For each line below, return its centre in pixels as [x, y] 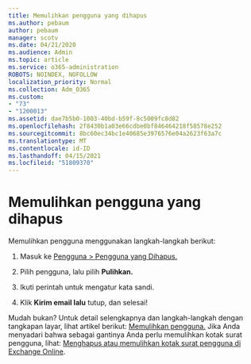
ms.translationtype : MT [48, 141]
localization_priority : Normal [60, 82]
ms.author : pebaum [39, 23]
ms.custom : [26, 97]
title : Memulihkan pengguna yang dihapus [78, 15]
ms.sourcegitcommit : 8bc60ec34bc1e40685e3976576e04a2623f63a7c [115, 133]
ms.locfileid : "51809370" [51, 163]
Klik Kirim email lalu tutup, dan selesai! [84, 303]
